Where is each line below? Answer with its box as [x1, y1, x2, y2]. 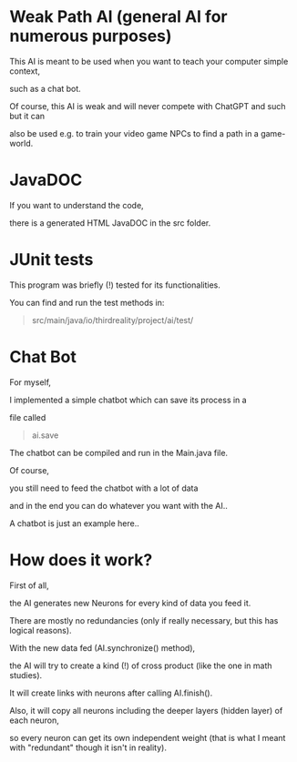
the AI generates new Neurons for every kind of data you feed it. [9, 597, 251, 608]
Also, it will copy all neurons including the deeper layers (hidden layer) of [9, 705, 283, 716]
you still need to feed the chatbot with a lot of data [9, 483, 199, 493]
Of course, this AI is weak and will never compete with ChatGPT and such [9, 100, 286, 111]
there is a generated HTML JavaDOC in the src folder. [9, 217, 211, 229]
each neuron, [9, 715, 59, 726]
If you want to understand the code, [9, 199, 144, 210]
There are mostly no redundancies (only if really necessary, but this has [9, 615, 279, 625]
